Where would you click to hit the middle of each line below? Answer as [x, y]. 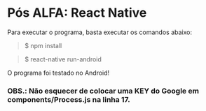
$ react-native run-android [63, 59]
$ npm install [43, 45]
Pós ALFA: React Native [77, 13]
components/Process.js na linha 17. [69, 99]
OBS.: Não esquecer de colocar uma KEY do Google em [103, 91]
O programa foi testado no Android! [59, 73]
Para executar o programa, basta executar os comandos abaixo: [100, 32]
